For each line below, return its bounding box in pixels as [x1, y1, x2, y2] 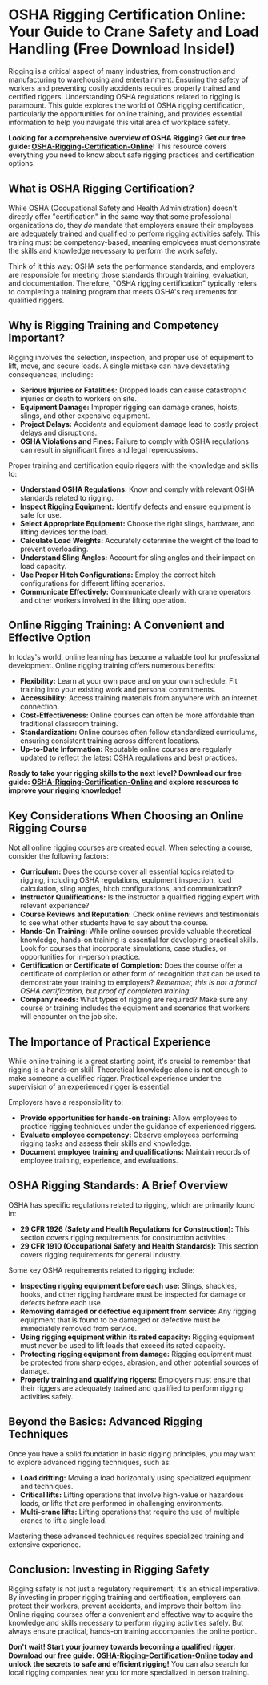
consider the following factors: [8, 851, 110, 861]
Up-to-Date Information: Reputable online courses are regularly [19, 745, 232, 754]
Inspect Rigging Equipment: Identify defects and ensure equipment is [19, 501, 252, 511]
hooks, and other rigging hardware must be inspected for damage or [19, 1289, 246, 1299]
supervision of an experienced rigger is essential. [8, 1082, 171, 1091]
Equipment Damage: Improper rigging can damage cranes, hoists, [19, 402, 240, 412]
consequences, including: [8, 369, 94, 379]
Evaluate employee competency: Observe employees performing [19, 1130, 238, 1139]
